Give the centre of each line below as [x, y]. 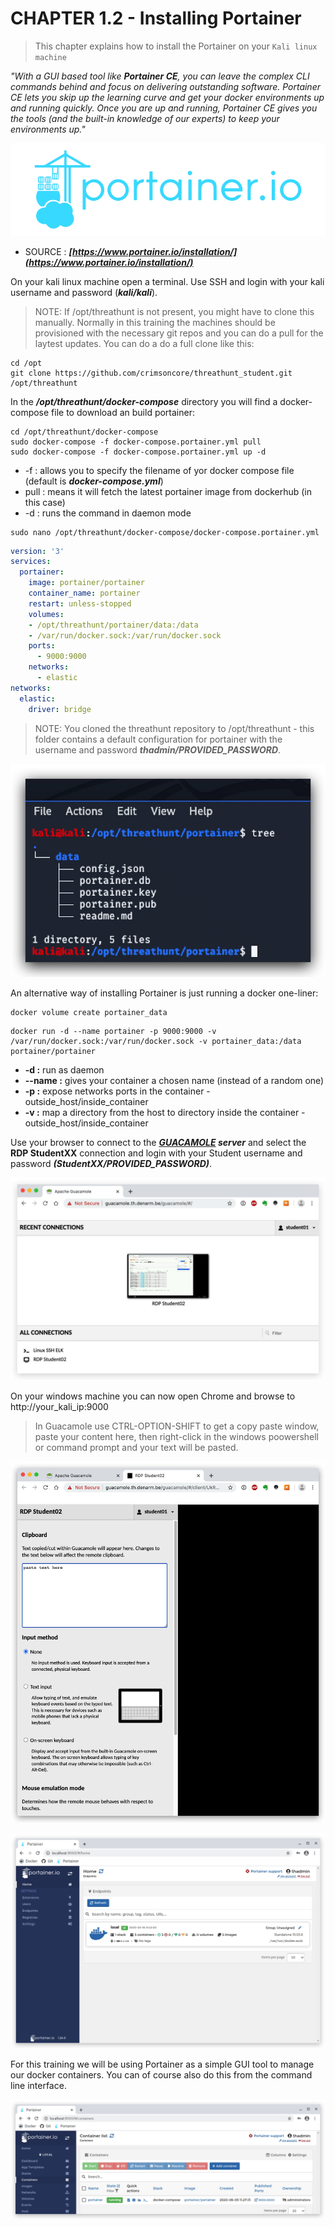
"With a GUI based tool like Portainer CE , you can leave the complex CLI [160, 76]
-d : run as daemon [64, 1070]
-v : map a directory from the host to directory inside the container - [165, 1113]
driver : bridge [60, 709]
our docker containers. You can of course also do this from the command [161, 2074]
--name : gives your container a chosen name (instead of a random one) [174, 1081]
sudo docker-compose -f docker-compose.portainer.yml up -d [138, 452]
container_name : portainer [84, 593]
